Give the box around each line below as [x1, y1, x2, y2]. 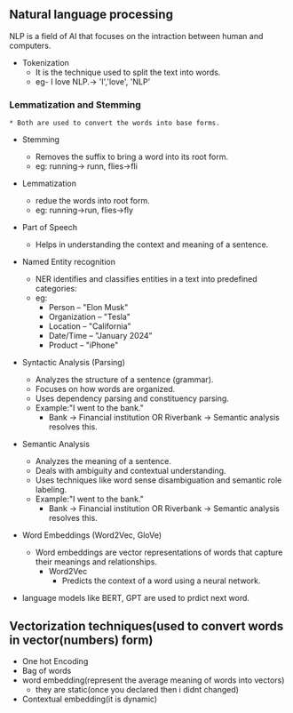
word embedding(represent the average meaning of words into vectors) [21, 675, 285, 685]
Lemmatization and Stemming [9, 98, 142, 110]
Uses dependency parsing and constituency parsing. [35, 393, 229, 404]
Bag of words [21, 665, 72, 676]
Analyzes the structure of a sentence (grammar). [35, 374, 214, 385]
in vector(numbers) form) [9, 632, 154, 647]
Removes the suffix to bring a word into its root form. [35, 151, 229, 163]
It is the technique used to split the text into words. [35, 67, 221, 77]
